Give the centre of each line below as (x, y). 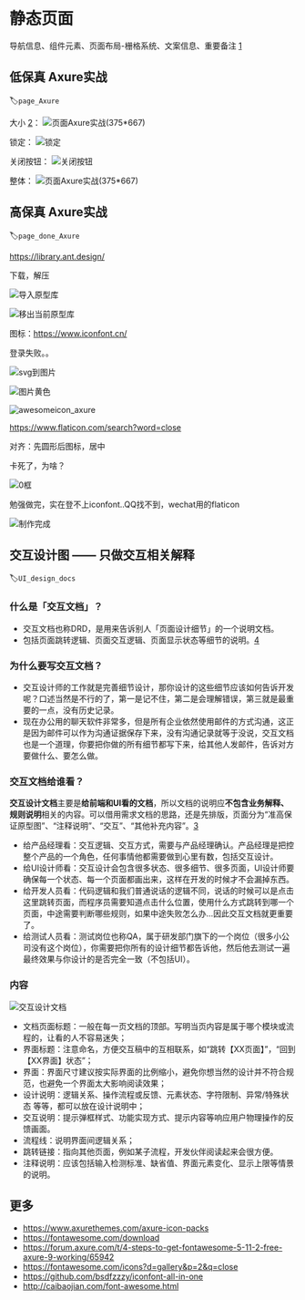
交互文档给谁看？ (47, 781)
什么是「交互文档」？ (56, 607)
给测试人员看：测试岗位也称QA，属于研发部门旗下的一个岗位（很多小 (152, 936)
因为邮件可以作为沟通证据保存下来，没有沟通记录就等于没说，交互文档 (162, 733)
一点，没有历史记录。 (79, 710)
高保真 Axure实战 (58, 212)
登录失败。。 (31, 353)
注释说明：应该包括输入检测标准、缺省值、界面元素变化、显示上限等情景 (158, 1162)
